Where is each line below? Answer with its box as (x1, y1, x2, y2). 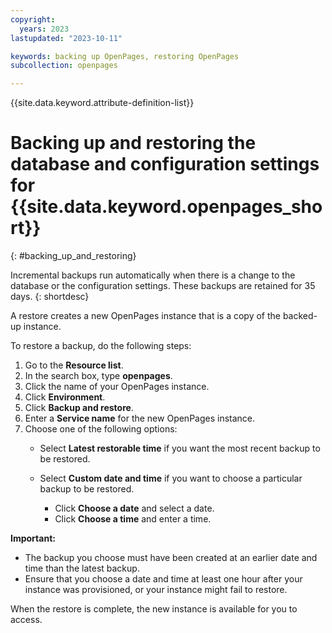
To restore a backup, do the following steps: (10, 340, 192, 352)
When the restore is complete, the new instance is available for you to (10, 603, 298, 615)
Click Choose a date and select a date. (54, 502, 215, 515)
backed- (282, 310, 318, 322)
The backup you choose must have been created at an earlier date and (24, 552, 318, 564)
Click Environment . (24, 391, 106, 403)
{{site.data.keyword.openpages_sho (10, 196, 323, 218)
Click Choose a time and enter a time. (54, 513, 212, 525)
